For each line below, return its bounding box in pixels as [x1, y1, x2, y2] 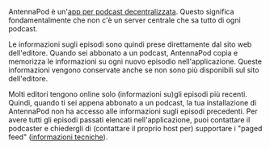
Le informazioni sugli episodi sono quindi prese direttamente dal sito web [8, 39, 252, 49]
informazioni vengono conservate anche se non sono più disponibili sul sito [8, 65, 259, 75]
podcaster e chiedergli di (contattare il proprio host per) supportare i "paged [8, 124, 263, 133]
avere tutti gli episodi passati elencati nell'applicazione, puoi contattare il [8, 115, 251, 124]
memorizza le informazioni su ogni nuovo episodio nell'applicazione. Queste [8, 56, 263, 66]
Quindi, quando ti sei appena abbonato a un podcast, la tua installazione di [8, 98, 257, 107]
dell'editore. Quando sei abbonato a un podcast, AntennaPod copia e [8, 48, 238, 57]
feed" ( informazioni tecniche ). [8, 132, 108, 142]
